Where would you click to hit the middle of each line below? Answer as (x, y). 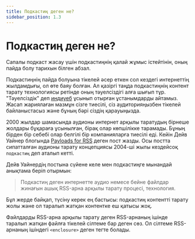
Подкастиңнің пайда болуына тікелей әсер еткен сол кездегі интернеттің (98, 80)
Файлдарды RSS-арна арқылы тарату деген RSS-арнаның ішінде (87, 217)
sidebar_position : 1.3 (34, 17)
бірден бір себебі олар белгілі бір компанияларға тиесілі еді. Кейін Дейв (97, 135)
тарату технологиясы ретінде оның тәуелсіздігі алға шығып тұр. (86, 92)
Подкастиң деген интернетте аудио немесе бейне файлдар (95, 182)
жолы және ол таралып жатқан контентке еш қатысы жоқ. (79, 206)
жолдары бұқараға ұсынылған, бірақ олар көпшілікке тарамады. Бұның (96, 128)
